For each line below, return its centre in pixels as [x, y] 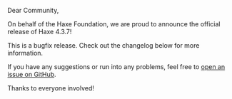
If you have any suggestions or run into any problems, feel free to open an [116, 67]
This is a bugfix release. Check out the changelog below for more [104, 45]
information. [25, 53]
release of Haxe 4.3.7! [40, 32]
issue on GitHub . [32, 74]
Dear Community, [33, 10]
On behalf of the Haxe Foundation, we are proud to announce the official [114, 24]
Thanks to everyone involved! [51, 88]
